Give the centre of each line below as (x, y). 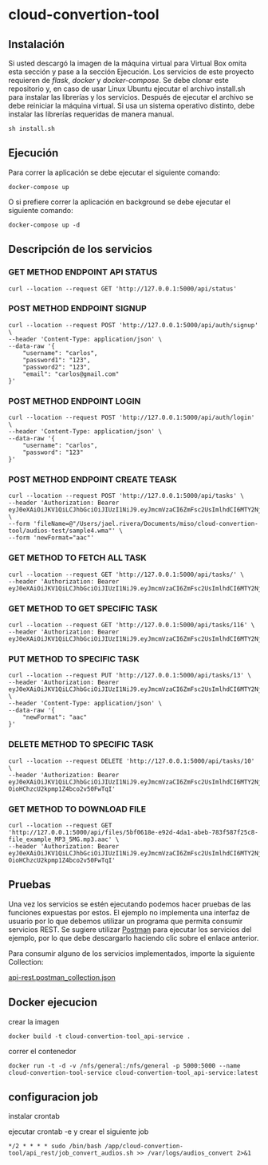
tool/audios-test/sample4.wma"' (62, 531)
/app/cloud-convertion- (144, 1147)
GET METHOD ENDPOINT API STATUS (83, 272)
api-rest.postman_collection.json (62, 977)
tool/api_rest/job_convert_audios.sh (71, 1153)
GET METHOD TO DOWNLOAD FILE (77, 809)
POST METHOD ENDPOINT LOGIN (75, 401)
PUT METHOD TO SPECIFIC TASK (74, 658)
